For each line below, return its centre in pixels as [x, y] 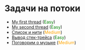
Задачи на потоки [42, 8]
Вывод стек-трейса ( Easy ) [39, 37]
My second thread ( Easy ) [37, 27]
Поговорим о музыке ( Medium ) [44, 42]
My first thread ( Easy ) [33, 22]
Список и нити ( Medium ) [37, 32]
